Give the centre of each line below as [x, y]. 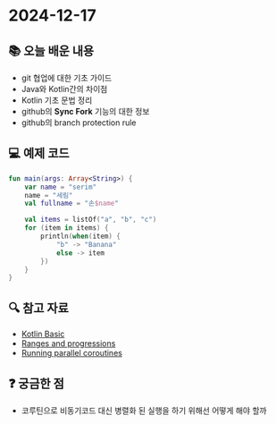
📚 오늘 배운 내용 [51, 51]
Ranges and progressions [68, 343]
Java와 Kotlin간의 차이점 [64, 89]
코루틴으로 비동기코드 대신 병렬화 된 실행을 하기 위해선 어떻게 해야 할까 [144, 410]
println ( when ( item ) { [81, 237]
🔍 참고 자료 [38, 308]
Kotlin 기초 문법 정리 [57, 100]
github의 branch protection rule [79, 123]
